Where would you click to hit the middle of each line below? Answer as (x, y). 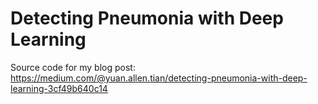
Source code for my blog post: (73, 67)
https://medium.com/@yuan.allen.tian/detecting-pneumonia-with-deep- (159, 78)
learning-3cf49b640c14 (59, 88)
